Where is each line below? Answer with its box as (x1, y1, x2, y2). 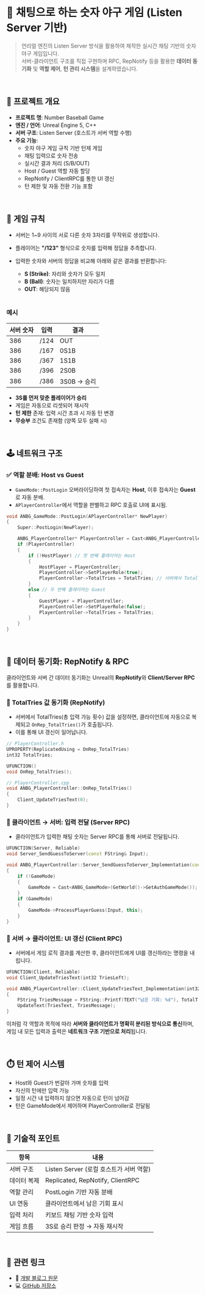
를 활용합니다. (6, 681, 40, 689)
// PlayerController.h (6, 741, 64, 747)
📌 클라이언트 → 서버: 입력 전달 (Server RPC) (6, 818, 130, 827)
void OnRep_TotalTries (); (6, 769, 72, 775)
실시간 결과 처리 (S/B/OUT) (24, 159, 90, 167)
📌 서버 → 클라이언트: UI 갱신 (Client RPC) (6, 934, 123, 942)
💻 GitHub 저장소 (15, 1282, 57, 1290)
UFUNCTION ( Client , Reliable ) (6, 969, 81, 975)
